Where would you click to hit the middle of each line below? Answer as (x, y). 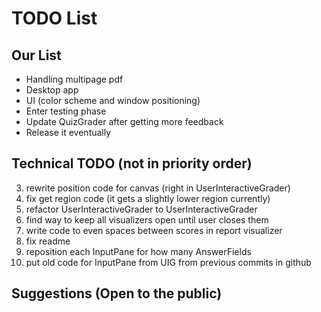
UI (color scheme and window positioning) (113, 100)
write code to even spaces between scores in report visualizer (154, 230)
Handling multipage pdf (74, 79)
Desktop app (52, 90)
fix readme (48, 241)
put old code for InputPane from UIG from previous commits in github (168, 262)
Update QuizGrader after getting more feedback (124, 121)
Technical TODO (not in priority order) (132, 163)
